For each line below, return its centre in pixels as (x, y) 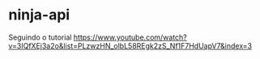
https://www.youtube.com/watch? (130, 37)
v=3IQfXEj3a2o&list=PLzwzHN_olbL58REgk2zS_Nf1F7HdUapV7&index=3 (130, 45)
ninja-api (39, 15)
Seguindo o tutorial (40, 37)
